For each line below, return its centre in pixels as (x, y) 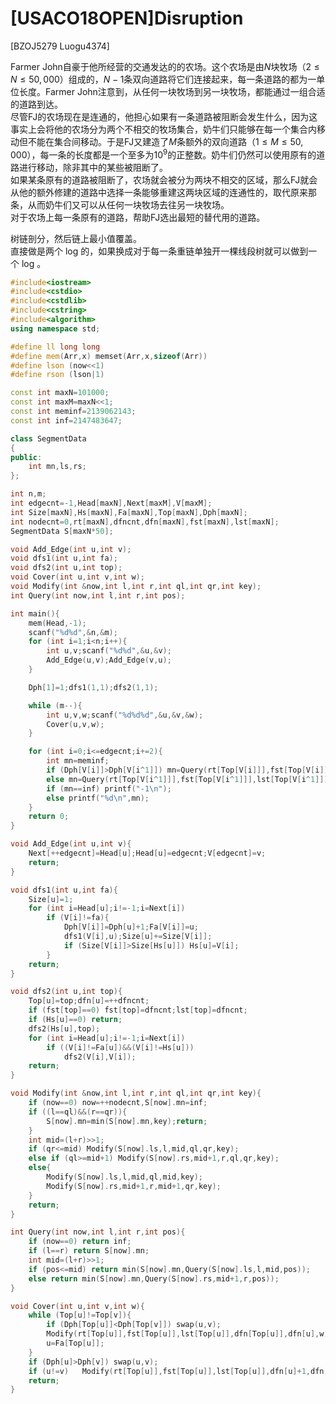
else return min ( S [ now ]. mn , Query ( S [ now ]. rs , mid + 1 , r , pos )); (154, 1278)
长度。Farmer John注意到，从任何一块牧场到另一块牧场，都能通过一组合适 (172, 91)
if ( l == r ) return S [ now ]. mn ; (89, 1251)
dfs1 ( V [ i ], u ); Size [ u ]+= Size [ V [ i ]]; (138, 937)
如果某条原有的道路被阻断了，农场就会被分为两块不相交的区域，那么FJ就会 (164, 179)
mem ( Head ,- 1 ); (57, 623)
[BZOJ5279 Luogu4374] (60, 46)
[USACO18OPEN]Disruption (127, 18)
